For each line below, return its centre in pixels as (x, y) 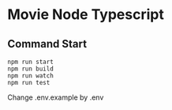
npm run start (31, 62)
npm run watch (31, 76)
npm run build (31, 69)
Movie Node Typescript (86, 15)
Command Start (47, 44)
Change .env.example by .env (56, 97)
